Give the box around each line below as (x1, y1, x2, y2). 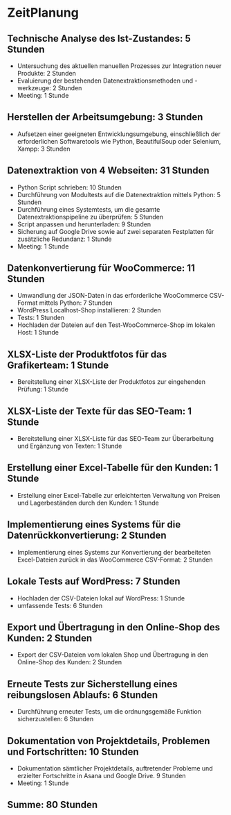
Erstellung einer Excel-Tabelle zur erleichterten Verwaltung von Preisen (17, 491, 221, 499)
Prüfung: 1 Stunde (17, 385, 69, 394)
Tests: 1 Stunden (17, 314, 64, 322)
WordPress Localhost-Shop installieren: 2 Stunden (17, 306, 161, 314)
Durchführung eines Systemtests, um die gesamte (17, 205, 160, 213)
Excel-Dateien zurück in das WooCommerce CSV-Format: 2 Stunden (17, 555, 213, 564)
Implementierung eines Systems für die (7, 519, 181, 530)
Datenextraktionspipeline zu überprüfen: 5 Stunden (17, 212, 164, 221)
